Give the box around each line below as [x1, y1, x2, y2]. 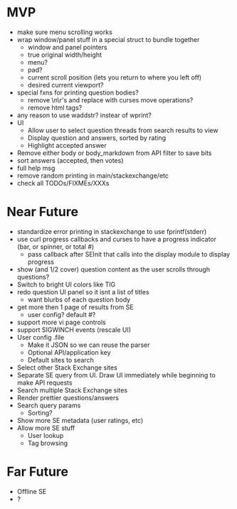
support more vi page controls [16, 318, 106, 326]
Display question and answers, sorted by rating [27, 133, 167, 142]
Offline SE [16, 487, 47, 495]
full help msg [16, 164, 56, 172]
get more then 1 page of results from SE [16, 303, 134, 311]
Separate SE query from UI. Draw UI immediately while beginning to [16, 370, 216, 379]
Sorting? [27, 408, 53, 417]
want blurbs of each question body [27, 295, 131, 304]
